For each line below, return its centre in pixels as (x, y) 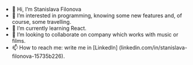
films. (19, 41)
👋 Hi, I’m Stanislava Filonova (47, 9)
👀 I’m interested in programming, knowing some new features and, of (97, 16)
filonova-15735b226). (38, 56)
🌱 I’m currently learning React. (49, 28)
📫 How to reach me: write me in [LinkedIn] (65, 47)
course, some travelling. (42, 22)
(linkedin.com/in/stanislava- (153, 47)
